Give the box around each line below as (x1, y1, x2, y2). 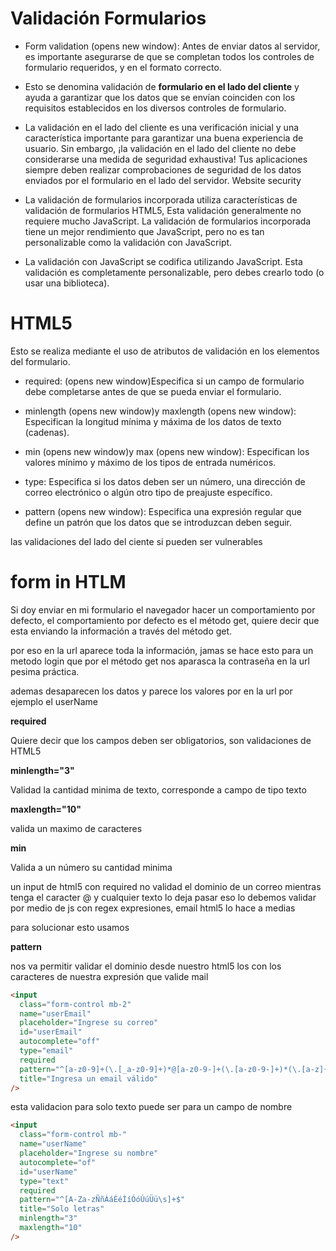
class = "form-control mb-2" (19, 999, 132, 1009)
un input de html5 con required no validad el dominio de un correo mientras (10, 880, 322, 892)
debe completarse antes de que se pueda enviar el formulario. (24, 385, 282, 397)
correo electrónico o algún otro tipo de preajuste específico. (24, 486, 273, 498)
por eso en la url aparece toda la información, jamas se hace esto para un (10, 644, 314, 656)
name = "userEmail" (19, 1008, 92, 1019)
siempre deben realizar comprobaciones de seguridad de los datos (24, 163, 302, 176)
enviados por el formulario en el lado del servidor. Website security (24, 174, 302, 186)
